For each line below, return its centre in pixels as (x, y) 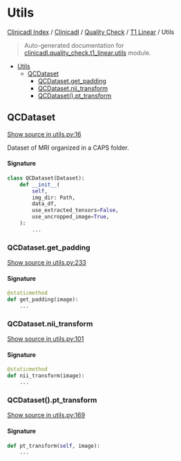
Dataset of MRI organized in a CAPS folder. (68, 148)
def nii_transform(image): (46, 376)
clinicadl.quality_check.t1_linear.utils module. (87, 53)
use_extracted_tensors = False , (75, 210)
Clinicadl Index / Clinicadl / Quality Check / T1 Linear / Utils (91, 32)
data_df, (45, 204)
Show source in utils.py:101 (46, 339)
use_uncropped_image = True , (71, 217)
